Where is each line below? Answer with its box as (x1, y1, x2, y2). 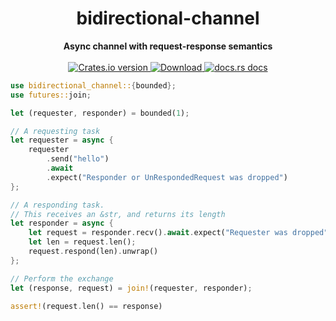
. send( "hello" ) (46, 154, 110, 164)
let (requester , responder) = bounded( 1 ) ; (10, 108, 190, 118)
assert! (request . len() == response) (10, 301, 163, 311)
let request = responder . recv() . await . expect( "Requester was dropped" (28, 228, 329, 238)
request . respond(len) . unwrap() (28, 247, 159, 257)
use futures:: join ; (10, 90, 92, 100)
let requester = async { (10, 135, 114, 146)
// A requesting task (10, 126, 101, 136)
